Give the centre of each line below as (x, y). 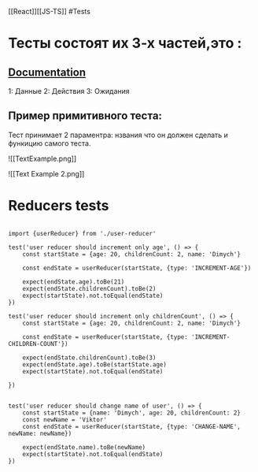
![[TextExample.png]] (42, 158)
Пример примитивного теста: (85, 116)
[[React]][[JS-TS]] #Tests (49, 11)
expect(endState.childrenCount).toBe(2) (89, 288)
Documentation (47, 72)
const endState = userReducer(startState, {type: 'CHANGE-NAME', (132, 426)
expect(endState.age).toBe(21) (74, 282)
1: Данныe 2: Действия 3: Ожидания (69, 91)
